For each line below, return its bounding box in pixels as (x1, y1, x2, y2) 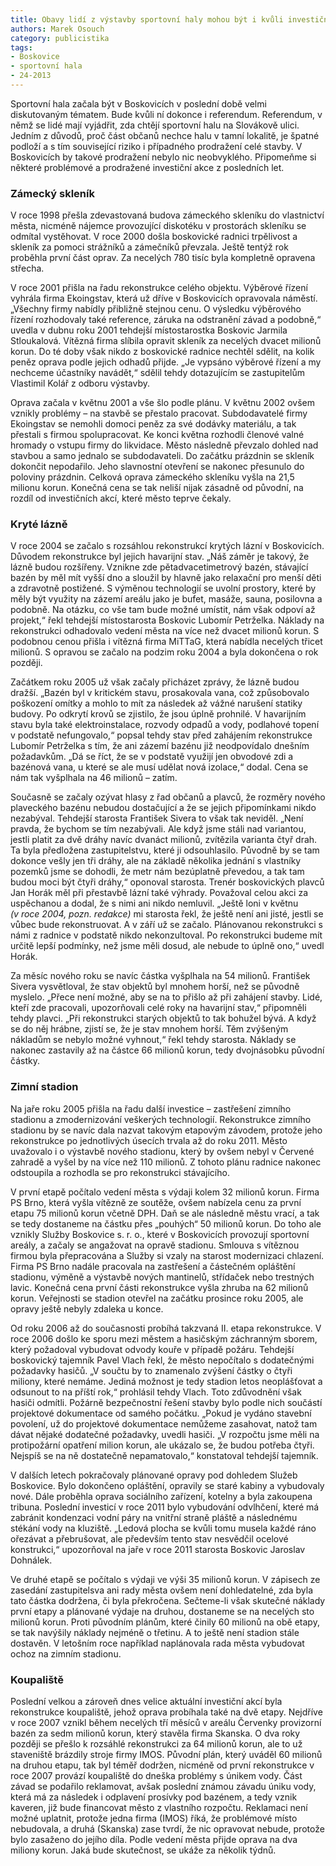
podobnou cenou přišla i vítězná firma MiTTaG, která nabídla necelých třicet (10, 636, 323, 648)
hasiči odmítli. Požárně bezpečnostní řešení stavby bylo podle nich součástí (10, 1396, 323, 1408)
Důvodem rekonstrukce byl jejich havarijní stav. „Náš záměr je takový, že (10, 551, 310, 563)
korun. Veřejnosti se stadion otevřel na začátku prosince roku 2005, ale (10, 1292, 304, 1304)
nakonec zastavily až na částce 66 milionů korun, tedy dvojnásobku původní (10, 1044, 325, 1056)
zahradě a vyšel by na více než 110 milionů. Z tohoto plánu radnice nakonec (10, 1156, 322, 1168)
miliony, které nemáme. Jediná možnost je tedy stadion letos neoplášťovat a (10, 1375, 323, 1387)
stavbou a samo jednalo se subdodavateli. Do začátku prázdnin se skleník (10, 450, 315, 462)
